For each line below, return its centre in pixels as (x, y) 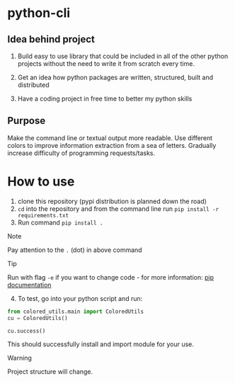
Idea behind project (51, 39)
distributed (33, 85)
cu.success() (27, 331)
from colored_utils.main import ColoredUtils (75, 311)
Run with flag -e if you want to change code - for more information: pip (111, 277)
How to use (41, 181)
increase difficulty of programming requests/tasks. (81, 153)
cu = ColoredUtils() (38, 318)
